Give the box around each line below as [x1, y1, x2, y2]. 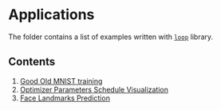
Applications [8, 6, 95, 24]
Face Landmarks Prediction [19, 93, 110, 103]
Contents [8, 55, 56, 69]
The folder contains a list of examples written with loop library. [8, 32, 214, 41]
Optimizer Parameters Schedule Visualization [19, 84, 169, 94]
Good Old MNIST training [19, 76, 103, 85]
